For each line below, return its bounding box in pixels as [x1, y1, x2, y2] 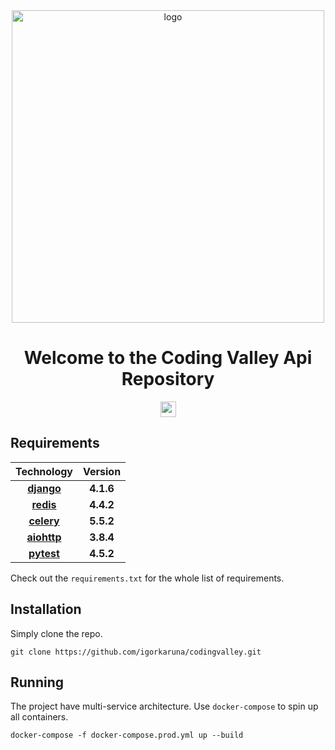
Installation [10, 601, 82, 618]
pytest [28, 546, 60, 560]
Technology [15, 464, 73, 478]
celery [28, 514, 60, 528]
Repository [121, 368, 215, 391]
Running [10, 674, 65, 691]
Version [83, 464, 122, 478]
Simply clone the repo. [10, 627, 103, 639]
